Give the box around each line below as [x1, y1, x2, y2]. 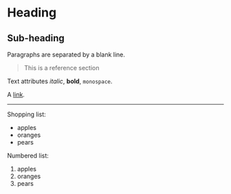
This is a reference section [23, 64, 100, 72]
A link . [7, 91, 25, 98]
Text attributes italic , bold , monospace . [7, 77, 113, 85]
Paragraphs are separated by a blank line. [7, 50, 126, 58]
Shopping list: [7, 110, 46, 118]
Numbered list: [7, 151, 49, 160]
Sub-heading [7, 32, 65, 44]
